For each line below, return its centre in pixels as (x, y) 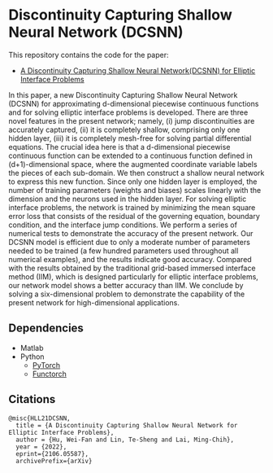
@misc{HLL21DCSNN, (39, 418)
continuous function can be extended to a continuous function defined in (131, 155)
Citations (32, 399)
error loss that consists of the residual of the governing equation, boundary (134, 216)
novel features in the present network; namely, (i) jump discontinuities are (132, 120)
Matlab (32, 348)
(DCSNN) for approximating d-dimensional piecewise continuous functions (134, 103)
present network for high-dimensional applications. (94, 302)
